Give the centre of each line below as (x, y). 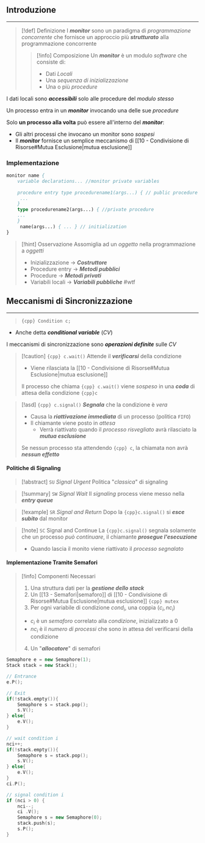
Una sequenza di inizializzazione (87, 80)
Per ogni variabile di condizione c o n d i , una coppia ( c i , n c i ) (103, 608)
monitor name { (26, 176)
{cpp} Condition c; (46, 321)
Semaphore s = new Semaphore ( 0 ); (60, 818)
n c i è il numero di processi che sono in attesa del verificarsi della (112, 629)
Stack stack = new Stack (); (42, 666)
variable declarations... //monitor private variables (88, 181)
